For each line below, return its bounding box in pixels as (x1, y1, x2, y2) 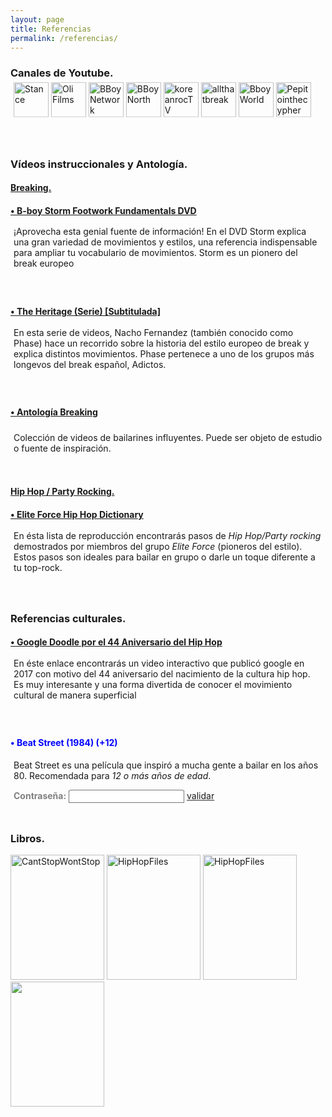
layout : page (10, 14, 65, 25)
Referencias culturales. (10, 611, 127, 625)
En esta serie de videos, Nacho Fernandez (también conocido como (13, 326, 294, 338)
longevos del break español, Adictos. (13, 358, 167, 370)
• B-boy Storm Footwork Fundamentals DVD (10, 204, 197, 216)
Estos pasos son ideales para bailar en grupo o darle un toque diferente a (13, 551, 316, 563)
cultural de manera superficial (13, 689, 137, 701)
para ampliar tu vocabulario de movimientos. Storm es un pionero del (13, 247, 298, 259)
